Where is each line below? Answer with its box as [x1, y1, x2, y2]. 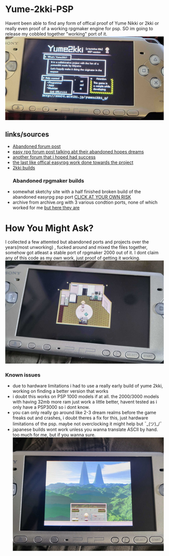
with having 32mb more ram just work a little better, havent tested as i [12, 399, 157, 405]
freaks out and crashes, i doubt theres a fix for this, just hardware [12, 415, 148, 421]
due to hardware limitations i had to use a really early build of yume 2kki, [12, 383, 163, 389]
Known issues [5, 371, 41, 378]
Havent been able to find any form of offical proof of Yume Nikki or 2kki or [5, 20, 159, 26]
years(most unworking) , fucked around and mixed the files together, [5, 244, 148, 250]
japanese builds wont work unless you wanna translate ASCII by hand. [12, 426, 158, 433]
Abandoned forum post [12, 143, 61, 149]
